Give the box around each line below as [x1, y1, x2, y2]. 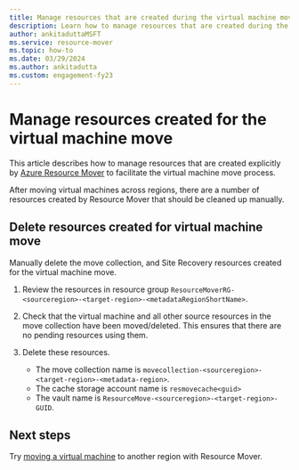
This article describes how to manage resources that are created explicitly [9, 158, 281, 168]
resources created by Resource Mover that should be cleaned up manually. [9, 193, 285, 205]
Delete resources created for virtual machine [9, 220, 263, 235]
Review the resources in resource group [21, 284, 169, 295]
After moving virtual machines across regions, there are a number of [9, 184, 260, 195]
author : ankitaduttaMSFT [9, 29, 101, 38]
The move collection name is [35, 364, 141, 375]
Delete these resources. [21, 346, 110, 357]
